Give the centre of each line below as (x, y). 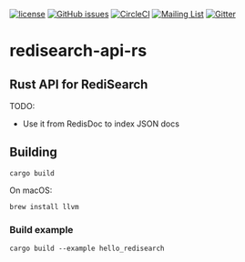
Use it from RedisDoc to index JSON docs (101, 124)
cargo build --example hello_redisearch (87, 249)
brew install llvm (44, 207)
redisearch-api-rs (78, 51)
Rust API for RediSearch (79, 84)
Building (33, 152)
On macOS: (31, 190)
